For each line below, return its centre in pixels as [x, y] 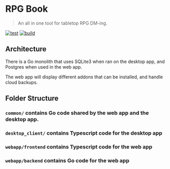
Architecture [26, 49]
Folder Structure [32, 99]
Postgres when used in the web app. [44, 67]
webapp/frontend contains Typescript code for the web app [79, 146]
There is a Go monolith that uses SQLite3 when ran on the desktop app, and [85, 61]
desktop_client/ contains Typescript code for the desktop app [84, 133]
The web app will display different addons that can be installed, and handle [84, 77]
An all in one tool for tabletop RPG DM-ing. [63, 23]
